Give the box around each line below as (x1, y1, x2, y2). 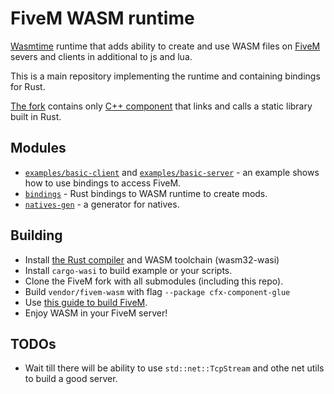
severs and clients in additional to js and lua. (10, 50, 193, 62)
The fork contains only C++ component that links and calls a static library (10, 100, 313, 112)
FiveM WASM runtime (10, 7, 195, 30)
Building (10, 227, 63, 244)
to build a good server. (24, 373, 118, 385)
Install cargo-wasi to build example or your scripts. (24, 264, 233, 276)
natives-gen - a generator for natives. (24, 198, 180, 210)
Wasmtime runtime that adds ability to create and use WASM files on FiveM (10, 40, 321, 52)
